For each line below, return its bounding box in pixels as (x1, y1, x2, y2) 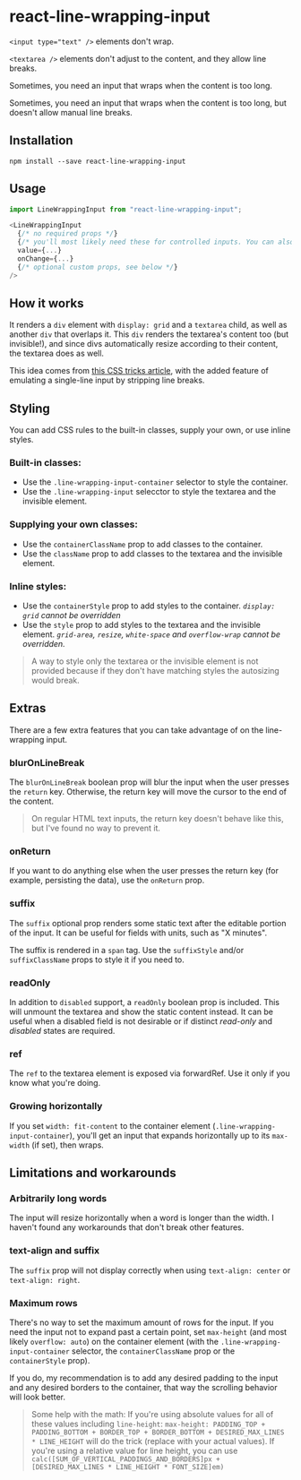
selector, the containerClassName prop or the (71, 1346, 236, 1356)
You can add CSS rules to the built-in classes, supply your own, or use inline (9, 425, 291, 435)
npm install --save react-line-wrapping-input (9, 157, 186, 166)
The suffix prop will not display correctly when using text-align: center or (9, 1265, 291, 1276)
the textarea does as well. (9, 348, 105, 359)
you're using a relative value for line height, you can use (30, 1445, 238, 1456)
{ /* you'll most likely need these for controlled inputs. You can (17, 237, 275, 247)
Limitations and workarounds (9, 1166, 176, 1181)
